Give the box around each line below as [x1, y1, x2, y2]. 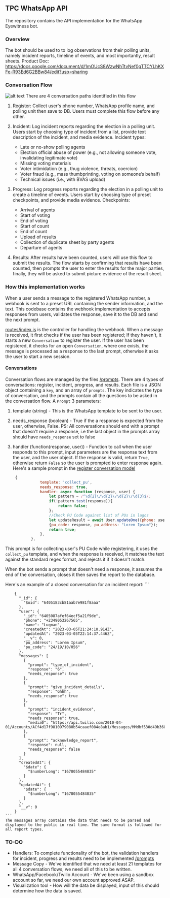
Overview [5, 36, 30, 43]
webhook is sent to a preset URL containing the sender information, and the [5, 300, 163, 306]
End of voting [20, 218, 49, 224]
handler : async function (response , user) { [39, 489, 136, 494]
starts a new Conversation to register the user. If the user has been [5, 337, 144, 343]
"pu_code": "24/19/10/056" [23, 645, 80, 650]
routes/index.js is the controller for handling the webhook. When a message [5, 326, 163, 332]
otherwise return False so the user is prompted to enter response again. [12, 460, 163, 466]
